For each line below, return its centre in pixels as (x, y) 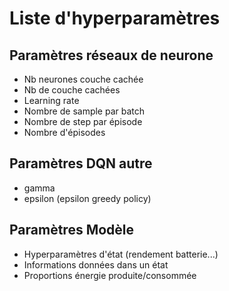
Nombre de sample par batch (84, 111)
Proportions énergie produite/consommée (110, 275)
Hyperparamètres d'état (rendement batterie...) (121, 254)
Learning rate (51, 100)
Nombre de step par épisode (83, 121)
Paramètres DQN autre (81, 163)
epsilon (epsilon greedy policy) (87, 198)
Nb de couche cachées (72, 90)
